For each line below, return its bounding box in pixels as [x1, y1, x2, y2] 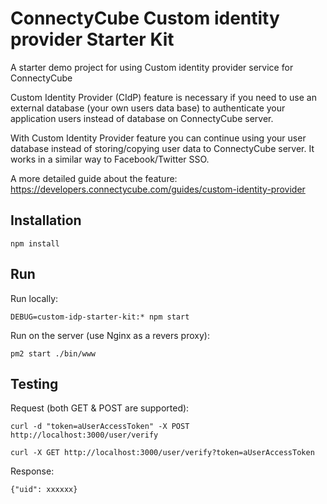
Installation [10, 212, 82, 229]
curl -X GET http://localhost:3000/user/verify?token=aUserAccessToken [10, 448, 315, 458]
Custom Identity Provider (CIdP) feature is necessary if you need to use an [10, 91, 317, 103]
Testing [10, 375, 59, 392]
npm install [10, 238, 60, 249]
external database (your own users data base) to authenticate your [10, 102, 286, 114]
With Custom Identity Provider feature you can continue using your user [10, 132, 307, 144]
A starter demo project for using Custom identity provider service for [10, 61, 294, 73]
